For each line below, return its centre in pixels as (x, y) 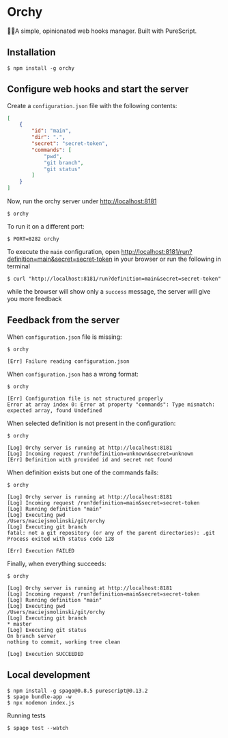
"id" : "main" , (52, 131)
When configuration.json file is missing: (65, 337)
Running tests (26, 715)
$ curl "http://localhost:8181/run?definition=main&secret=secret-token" (114, 279)
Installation (31, 52)
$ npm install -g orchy (41, 68)
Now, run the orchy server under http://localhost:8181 (82, 201)
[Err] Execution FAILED (41, 551)
